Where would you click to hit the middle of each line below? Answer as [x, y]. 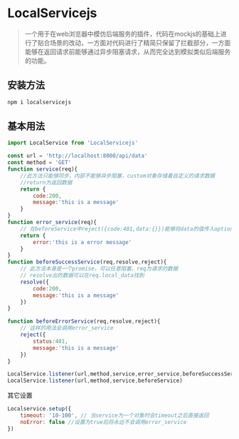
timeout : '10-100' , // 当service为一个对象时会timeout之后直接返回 [115, 415]
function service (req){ [43, 169]
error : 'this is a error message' [83, 242]
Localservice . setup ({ [39, 409]
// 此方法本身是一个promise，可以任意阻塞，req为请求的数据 [99, 269]
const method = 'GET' [39, 163]
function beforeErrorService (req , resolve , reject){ [84, 322]
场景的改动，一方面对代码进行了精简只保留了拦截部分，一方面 [140, 42]
